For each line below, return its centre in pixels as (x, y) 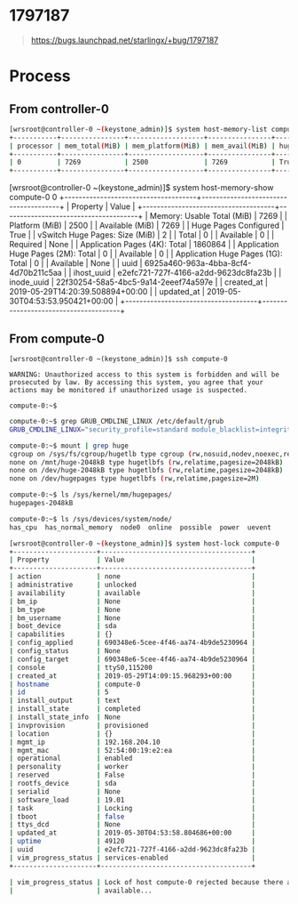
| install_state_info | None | (132, 717)
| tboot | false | (132, 816)
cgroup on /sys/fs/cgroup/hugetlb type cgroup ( (101, 454)
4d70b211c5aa (35, 273)
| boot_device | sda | (132, 626)
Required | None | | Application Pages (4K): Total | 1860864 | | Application (144, 245)
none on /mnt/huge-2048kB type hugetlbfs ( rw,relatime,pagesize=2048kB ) (146, 462)
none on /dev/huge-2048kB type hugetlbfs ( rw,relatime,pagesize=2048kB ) (146, 471)
